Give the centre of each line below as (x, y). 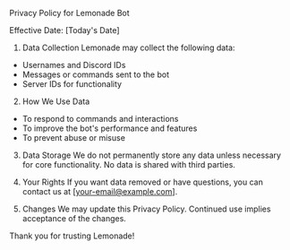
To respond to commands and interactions (100, 119)
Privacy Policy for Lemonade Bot (69, 13)
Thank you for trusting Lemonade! (72, 236)
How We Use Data (56, 101)
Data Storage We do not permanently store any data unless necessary (152, 155)
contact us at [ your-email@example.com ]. (100, 191)
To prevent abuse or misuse (73, 138)
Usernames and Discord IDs (74, 65)
